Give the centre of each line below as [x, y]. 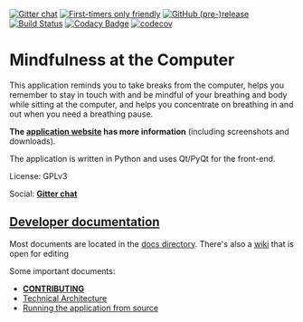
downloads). [33, 141]
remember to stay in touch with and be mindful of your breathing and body [148, 94]
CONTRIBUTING [53, 289]
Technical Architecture [65, 298]
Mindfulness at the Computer [122, 60]
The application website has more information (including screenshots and [149, 131]
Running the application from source [90, 308]
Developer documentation [85, 222]
